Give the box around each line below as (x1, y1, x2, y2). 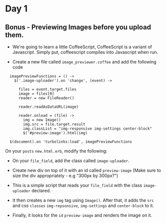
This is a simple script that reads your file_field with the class (12, 183, 143, 188)
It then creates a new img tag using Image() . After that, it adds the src (12, 198, 154, 203)
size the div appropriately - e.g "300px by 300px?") (12, 173, 118, 179)
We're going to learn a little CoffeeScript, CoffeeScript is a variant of (12, 44, 153, 50)
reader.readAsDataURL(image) (18, 104, 79, 109)
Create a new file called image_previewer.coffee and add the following (12, 59, 157, 65)
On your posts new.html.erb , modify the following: (5, 148, 108, 154)
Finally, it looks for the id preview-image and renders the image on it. (12, 213, 153, 218)
